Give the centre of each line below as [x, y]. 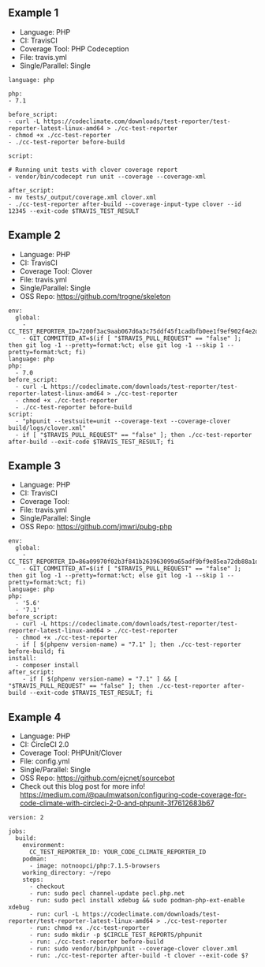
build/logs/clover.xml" [47, 428]
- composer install [47, 666]
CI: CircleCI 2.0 [44, 745]
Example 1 [34, 13]
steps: [33, 880]
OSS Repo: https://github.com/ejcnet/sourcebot [97, 778]
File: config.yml [45, 761]
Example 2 [34, 235]
